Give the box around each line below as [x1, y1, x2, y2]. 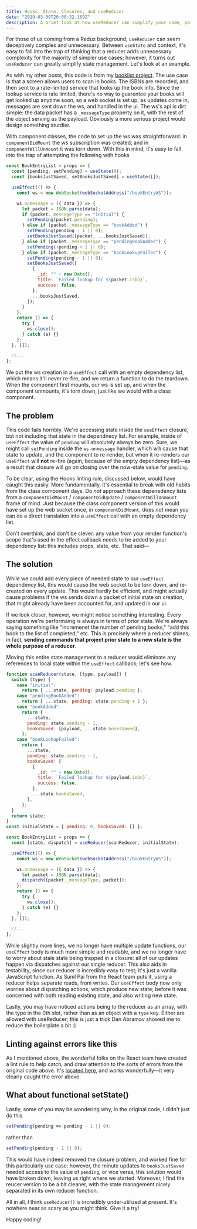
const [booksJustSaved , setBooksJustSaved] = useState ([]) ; [11, 174, 161, 180]
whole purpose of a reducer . [6, 642, 77, 649]
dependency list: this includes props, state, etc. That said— [6, 542, 150, 549]
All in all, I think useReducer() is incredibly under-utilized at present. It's [6, 1198, 177, 1205]
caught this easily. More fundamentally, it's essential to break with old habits [6, 481, 191, 488]
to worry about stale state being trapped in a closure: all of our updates [6, 955, 178, 962]
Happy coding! [6, 1216, 42, 1223]
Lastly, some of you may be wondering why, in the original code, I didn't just [6, 1105, 190, 1112]
